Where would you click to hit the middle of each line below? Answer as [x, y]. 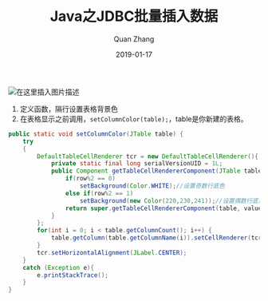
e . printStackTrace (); [73, 275]
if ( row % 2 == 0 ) [90, 179]
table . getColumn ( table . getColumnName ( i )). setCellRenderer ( [151, 238]
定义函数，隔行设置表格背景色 [69, 109]
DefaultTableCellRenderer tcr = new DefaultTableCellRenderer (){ [148, 156]
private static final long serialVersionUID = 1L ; [137, 164]
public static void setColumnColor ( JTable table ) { [96, 134]
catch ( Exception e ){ [58, 267]
